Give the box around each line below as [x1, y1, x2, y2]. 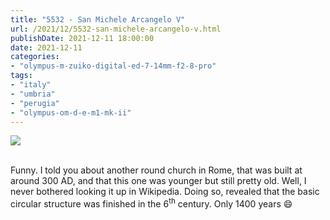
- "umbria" [10, 89, 56, 99]
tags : [10, 71, 33, 81]
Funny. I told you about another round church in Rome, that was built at [10, 164, 303, 176]
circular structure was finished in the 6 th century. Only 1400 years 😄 [10, 196, 293, 210]
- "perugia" [10, 98, 60, 108]
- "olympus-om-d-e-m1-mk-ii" [10, 107, 132, 118]
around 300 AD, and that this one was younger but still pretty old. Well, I [10, 175, 307, 187]
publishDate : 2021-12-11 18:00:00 [10, 33, 155, 43]
